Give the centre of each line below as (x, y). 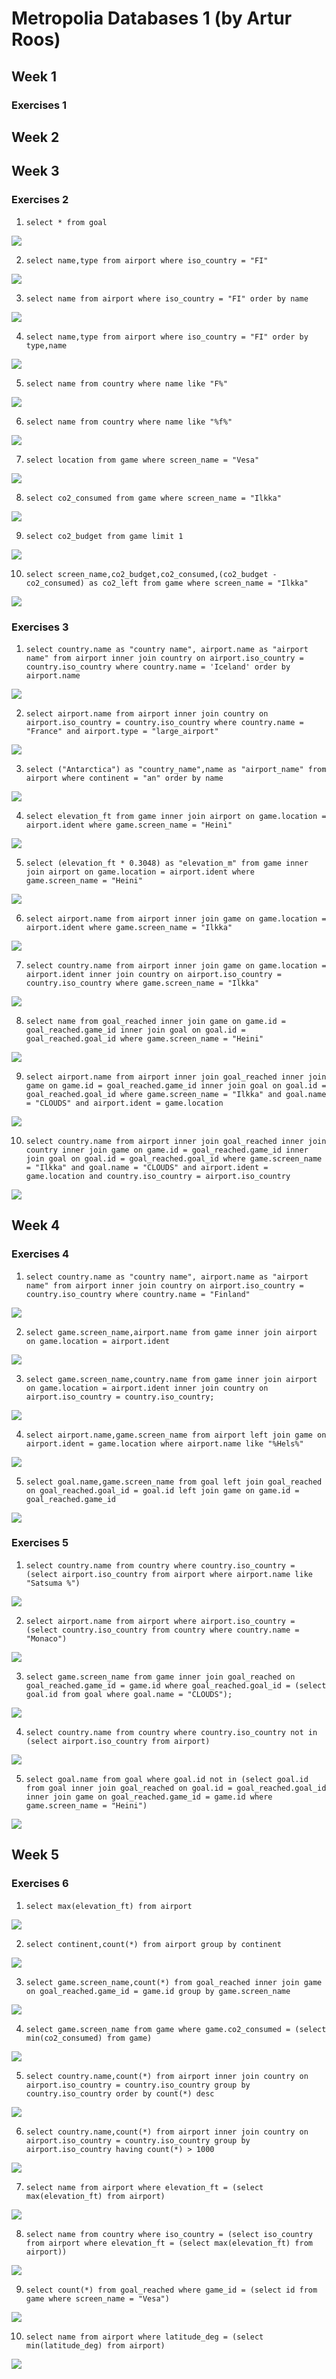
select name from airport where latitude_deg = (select (144, 2337)
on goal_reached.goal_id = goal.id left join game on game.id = (162, 1490)
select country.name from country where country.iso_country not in (171, 1732)
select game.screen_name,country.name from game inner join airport (171, 1379)
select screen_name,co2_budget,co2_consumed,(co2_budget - (151, 574)
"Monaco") (46, 1638)
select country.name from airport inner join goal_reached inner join (176, 1141)
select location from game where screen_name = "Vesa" (142, 460)
